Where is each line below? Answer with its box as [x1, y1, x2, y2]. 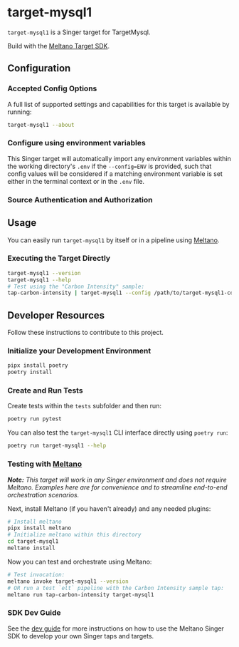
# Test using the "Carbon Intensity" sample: [7, 283, 144, 290]
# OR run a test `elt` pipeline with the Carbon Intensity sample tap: [7, 584, 224, 591]
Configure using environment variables [7, 138, 146, 148]
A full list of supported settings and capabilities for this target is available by [7, 100, 230, 108]
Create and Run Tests [7, 385, 83, 395]
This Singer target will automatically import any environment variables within [7, 154, 231, 162]
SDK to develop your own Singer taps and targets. [7, 631, 154, 640]
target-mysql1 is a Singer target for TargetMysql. [7, 28, 151, 36]
